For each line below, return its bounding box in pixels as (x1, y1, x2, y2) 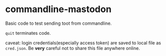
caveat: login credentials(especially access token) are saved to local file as (5, 39, 161, 46)
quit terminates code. (5, 30, 51, 36)
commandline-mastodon (5, 4, 112, 15)
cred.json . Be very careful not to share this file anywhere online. (5, 45, 140, 51)
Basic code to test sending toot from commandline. (5, 20, 112, 26)
